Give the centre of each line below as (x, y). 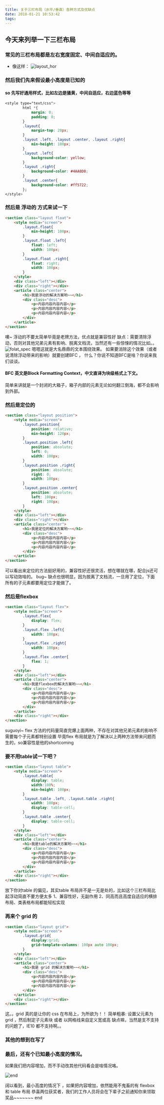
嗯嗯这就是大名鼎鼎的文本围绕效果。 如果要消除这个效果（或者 (94, 349)
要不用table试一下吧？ (31, 757)
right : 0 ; (41, 474)
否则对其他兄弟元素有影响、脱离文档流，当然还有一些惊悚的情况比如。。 (85, 343)
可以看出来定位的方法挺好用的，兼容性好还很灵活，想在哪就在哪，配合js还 (79, 571)
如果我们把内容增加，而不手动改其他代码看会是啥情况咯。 (63, 1066)
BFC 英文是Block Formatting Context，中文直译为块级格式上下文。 (73, 373)
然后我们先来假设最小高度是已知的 (45, 80)
